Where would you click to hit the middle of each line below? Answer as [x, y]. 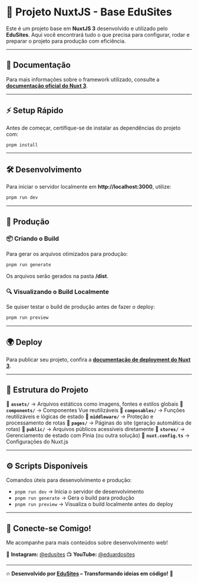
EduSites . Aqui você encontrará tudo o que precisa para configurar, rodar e [98, 34]
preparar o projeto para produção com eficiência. [66, 41]
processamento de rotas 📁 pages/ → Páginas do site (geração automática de [99, 423]
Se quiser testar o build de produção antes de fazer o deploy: [80, 306]
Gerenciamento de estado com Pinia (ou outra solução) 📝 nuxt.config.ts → [98, 435]
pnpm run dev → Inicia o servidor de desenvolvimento [79, 492]
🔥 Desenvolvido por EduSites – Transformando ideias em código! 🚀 [90, 574]
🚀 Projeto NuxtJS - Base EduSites [89, 12]
